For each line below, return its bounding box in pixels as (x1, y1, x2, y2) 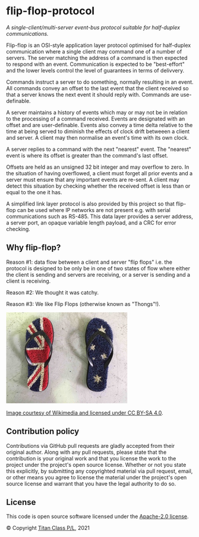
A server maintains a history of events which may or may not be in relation (6, 109, 188, 116)
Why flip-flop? (6, 242, 61, 253)
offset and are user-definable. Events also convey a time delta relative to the (6, 121, 193, 128)
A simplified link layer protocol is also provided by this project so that (6, 200, 175, 207)
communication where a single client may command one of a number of (6, 48, 182, 55)
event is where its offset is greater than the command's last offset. (6, 151, 168, 159)
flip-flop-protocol (6, 4, 95, 18)
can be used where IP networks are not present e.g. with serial (17, 206, 170, 213)
